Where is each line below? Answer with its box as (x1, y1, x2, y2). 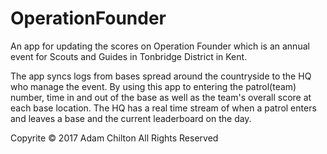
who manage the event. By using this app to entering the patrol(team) (10, 80, 297, 92)
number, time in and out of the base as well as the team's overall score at (10, 91, 312, 103)
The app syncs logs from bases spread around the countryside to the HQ (10, 70, 312, 82)
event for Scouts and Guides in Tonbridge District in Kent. (10, 50, 248, 62)
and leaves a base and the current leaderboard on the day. (10, 112, 252, 124)
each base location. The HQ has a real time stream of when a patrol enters (10, 102, 317, 114)
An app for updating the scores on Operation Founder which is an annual (10, 40, 310, 52)
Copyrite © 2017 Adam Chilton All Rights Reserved (10, 132, 219, 144)
